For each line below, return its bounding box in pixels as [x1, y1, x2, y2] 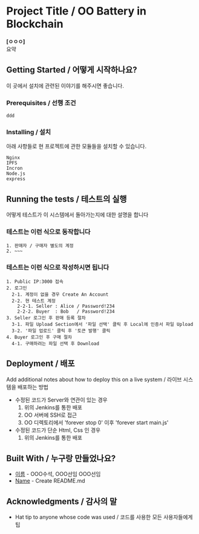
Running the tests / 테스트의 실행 [6, 194, 127, 204]
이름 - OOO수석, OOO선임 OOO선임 [15, 471, 101, 478]
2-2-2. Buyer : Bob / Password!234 [17, 308, 115, 314]
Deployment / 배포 [6, 359, 75, 369]
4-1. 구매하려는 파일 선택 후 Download [11, 340, 100, 347]
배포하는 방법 [17, 383, 48, 391]
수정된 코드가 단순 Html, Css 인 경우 [15, 426, 101, 434]
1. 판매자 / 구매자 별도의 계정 [6, 243, 74, 249]
